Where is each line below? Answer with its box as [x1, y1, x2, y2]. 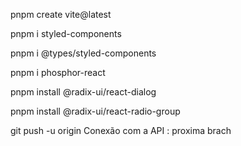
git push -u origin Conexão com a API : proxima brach [10, 125, 232, 136]
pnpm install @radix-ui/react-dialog [10, 86, 157, 98]
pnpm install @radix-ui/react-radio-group [10, 105, 181, 117]
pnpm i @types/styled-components [10, 47, 157, 59]
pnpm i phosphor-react [10, 67, 106, 78]
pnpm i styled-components [10, 28, 122, 39]
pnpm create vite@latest [10, 9, 112, 20]
